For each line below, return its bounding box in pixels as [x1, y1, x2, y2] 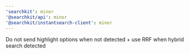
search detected [5, 42, 46, 49]
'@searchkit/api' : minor [5, 14, 67, 20]
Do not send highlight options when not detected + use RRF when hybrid [5, 36, 184, 43]
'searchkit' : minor [5, 8, 54, 15]
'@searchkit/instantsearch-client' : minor [5, 20, 113, 26]
